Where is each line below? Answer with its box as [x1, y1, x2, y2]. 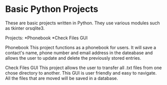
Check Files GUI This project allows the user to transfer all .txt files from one [5, 65, 162, 71]
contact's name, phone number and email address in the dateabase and [5, 50, 153, 56]
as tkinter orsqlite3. [5, 25, 45, 31]
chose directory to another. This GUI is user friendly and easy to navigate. [5, 70, 157, 76]
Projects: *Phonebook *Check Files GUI [5, 35, 88, 41]
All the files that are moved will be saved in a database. [5, 75, 118, 81]
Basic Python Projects [5, 3, 99, 15]
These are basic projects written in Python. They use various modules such [5, 20, 160, 26]
